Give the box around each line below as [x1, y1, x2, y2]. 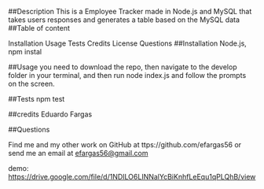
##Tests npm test [8, 94, 65, 103]
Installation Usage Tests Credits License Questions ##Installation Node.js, [8, 39, 247, 48]
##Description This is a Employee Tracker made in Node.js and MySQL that [8, 7, 252, 16]
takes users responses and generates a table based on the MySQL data [8, 15, 240, 24]
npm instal [8, 47, 42, 56]
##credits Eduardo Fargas [8, 109, 93, 119]
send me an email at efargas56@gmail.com [8, 149, 148, 157]
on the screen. [8, 79, 55, 88]
